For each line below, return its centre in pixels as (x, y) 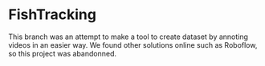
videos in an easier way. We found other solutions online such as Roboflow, (133, 45)
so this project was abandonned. (62, 53)
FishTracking (52, 15)
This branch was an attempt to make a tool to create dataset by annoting (128, 37)
